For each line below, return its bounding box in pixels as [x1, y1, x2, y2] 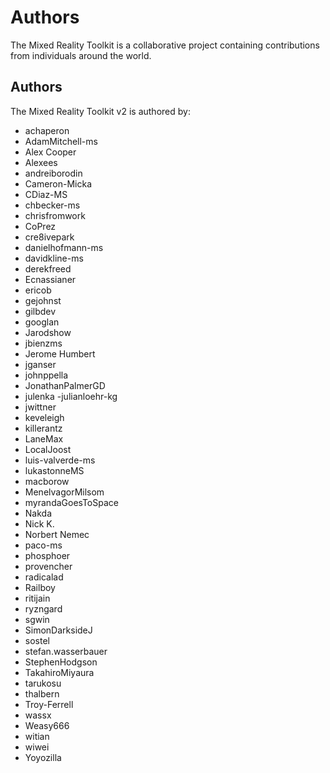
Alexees [24, 156, 58, 168]
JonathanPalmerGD [24, 379, 106, 391]
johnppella [24, 369, 69, 381]
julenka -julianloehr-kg [24, 390, 118, 402]
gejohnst [24, 294, 62, 306]
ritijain [24, 592, 51, 604]
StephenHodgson [24, 656, 98, 668]
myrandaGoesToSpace [24, 496, 119, 508]
